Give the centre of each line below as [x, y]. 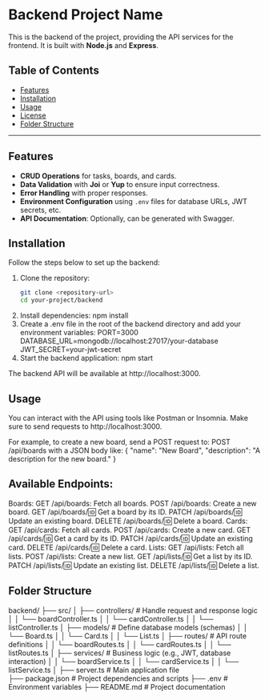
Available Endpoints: [61, 484]
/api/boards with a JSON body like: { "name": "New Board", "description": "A [134, 450]
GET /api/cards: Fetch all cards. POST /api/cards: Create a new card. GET [130, 530]
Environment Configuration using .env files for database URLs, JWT [134, 201]
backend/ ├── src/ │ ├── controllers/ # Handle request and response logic [133, 610]
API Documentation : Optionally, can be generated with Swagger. [127, 218]
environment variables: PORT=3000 [79, 333]
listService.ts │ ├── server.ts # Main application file [94, 670]
